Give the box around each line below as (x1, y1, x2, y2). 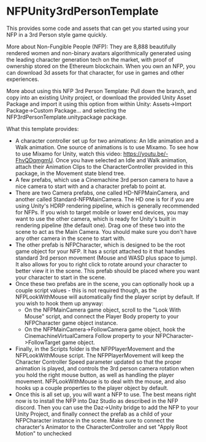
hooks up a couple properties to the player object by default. (15, 384, 169, 391)
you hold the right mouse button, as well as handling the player (15, 371, 175, 378)
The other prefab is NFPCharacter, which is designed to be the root (15, 241, 185, 249)
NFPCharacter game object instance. (24, 319, 118, 326)
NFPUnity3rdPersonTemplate (6, 4, 159, 18)
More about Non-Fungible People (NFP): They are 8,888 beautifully (6, 43, 177, 50)
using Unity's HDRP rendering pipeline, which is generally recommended (15, 202, 199, 209)
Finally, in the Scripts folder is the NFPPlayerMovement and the (15, 345, 175, 353)
